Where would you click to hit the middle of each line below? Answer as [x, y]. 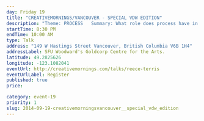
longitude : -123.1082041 [38, 63]
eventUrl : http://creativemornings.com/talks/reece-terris [83, 69]
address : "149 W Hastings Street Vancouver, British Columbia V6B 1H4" [99, 46]
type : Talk [20, 40]
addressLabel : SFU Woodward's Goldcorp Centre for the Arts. [86, 52]
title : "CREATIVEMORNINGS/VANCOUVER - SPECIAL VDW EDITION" [85, 18]
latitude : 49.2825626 [34, 57]
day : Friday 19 [26, 12]
